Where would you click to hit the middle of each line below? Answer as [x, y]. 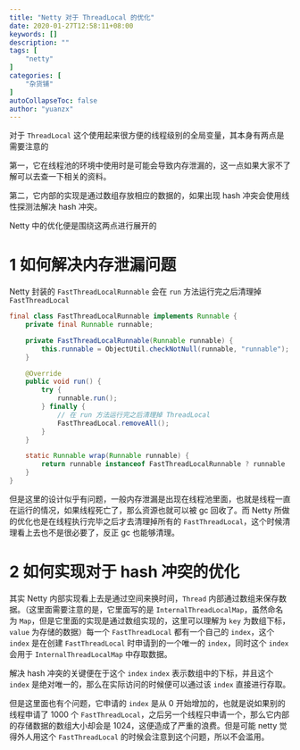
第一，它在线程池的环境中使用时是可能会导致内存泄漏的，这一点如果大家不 [146, 165]
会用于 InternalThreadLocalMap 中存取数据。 [91, 654]
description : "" [39, 42]
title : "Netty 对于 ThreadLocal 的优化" [82, 17]
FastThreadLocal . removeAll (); [113, 423]
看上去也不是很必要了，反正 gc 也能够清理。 [98, 532]
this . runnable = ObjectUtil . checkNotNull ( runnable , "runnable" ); [166, 349]
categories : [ [36, 76]
